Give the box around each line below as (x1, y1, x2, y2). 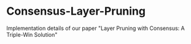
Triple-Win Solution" (6, 31, 58, 38)
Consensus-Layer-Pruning (6, 4, 146, 18)
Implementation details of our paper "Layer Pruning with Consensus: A (6, 24, 185, 32)
